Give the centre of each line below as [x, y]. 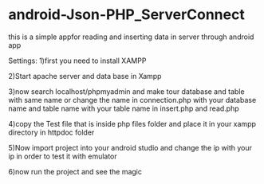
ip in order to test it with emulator [63, 156]
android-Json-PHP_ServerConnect [126, 15]
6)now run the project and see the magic [75, 171]
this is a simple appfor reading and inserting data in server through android [131, 37]
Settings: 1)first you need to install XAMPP [77, 61]
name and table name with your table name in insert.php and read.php [124, 108]
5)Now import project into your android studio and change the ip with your [130, 147]
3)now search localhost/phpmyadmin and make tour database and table [126, 91]
